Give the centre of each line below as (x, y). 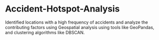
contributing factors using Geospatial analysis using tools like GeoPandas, (80, 27)
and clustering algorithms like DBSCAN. (45, 32)
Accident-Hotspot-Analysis (62, 9)
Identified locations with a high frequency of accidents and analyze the (77, 22)
